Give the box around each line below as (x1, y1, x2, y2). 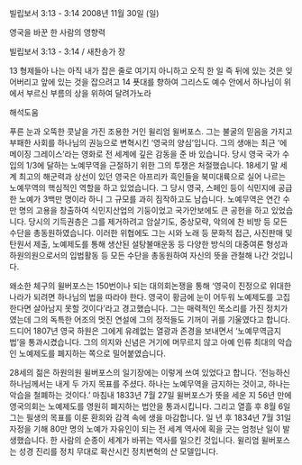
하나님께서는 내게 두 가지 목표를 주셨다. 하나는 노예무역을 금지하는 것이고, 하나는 (9, 378, 291, 389)
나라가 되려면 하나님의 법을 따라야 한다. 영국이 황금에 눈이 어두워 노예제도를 (9, 292, 274, 302)
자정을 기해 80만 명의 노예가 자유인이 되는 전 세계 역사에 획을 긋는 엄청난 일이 (9, 424, 281, 434)
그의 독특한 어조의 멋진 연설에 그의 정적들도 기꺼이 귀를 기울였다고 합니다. (32, 315, 291, 324)
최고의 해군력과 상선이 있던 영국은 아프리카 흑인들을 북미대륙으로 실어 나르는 (18, 171, 287, 182)
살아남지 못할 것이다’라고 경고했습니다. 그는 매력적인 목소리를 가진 (32, 303, 264, 314)
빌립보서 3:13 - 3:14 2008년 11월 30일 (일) (9, 8, 160, 18)
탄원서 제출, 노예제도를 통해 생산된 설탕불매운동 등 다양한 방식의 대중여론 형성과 (9, 239, 288, 250)
